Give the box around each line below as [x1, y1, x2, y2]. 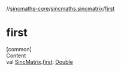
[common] [6, 45, 32, 53]
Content [6, 52, 26, 59]
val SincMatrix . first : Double [6, 58, 73, 65]
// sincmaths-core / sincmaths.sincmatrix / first [6, 5, 115, 12]
